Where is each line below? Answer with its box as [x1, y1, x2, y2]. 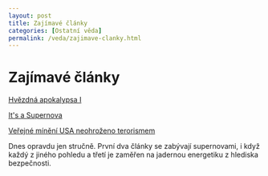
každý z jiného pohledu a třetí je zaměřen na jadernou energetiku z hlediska [8, 150, 259, 160]
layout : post [8, 11, 52, 20]
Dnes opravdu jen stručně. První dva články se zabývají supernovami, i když [8, 142, 261, 151]
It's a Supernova [8, 110, 63, 120]
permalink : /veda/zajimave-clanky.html [8, 34, 142, 42]
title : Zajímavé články [8, 19, 88, 27]
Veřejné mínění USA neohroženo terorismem [8, 126, 156, 136]
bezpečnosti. [8, 158, 52, 168]
